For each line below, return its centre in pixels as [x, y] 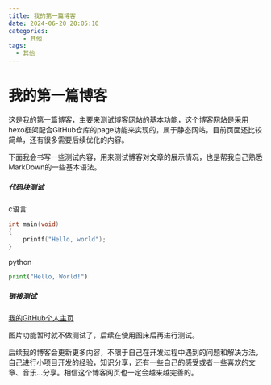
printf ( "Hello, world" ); [65, 239]
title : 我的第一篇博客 [42, 16]
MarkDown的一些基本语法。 [55, 167]
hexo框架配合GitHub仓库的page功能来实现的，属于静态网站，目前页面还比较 [135, 129]
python [20, 262]
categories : [28, 31]
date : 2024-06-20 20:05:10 [54, 23]
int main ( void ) [34, 224]
